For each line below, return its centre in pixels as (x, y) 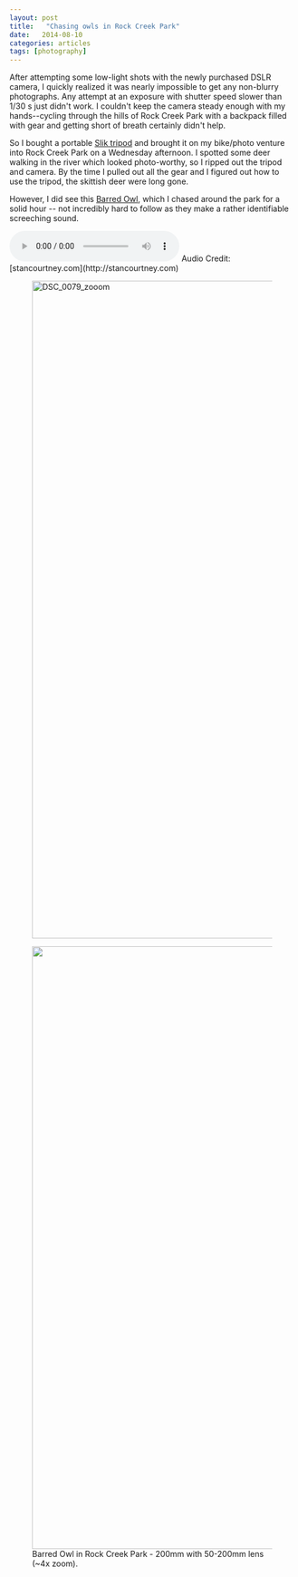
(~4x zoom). (55, 1563)
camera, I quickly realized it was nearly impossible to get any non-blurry (144, 87)
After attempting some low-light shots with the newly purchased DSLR (140, 77)
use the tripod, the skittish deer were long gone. (99, 181)
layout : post (34, 18)
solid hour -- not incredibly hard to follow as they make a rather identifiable (149, 208)
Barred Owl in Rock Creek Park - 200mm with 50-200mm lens (148, 1554)
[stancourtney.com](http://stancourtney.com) (94, 268)
